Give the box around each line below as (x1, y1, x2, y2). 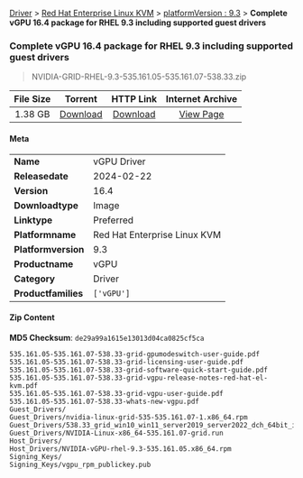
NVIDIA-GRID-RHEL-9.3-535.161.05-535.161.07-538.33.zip (31, 71, 247, 82)
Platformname (14, 228, 77, 241)
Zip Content (9, 312, 56, 323)
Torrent (64, 93, 97, 106)
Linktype (14, 214, 53, 226)
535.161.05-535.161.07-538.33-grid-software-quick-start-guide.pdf (9, 365, 269, 374)
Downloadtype (14, 198, 79, 211)
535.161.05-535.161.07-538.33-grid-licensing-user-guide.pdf (9, 357, 244, 366)
